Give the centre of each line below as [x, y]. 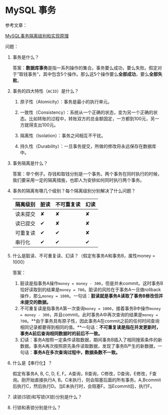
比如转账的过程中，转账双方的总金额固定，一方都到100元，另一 [94, 118]
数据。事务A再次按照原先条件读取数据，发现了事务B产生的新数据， [89, 346]
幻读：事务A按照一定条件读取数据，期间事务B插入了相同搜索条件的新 [91, 340]
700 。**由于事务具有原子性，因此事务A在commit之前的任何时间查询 [90, 321]
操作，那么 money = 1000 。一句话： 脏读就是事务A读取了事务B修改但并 [92, 296]
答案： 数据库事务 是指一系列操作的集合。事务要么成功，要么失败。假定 [85, 68]
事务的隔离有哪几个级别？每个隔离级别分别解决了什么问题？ [74, 191]
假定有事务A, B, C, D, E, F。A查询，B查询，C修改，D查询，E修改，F [82, 373]
